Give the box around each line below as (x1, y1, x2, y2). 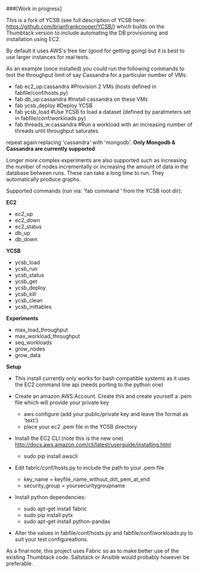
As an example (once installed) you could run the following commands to (6, 65, 185, 72)
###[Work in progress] (6, 5, 62, 12)
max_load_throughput (14, 326, 68, 333)
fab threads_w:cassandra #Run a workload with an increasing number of (14, 121, 193, 128)
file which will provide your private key (14, 399, 109, 406)
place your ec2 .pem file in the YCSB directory (23, 423, 137, 430)
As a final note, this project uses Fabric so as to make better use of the (6, 547, 179, 554)
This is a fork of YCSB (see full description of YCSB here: (6, 17, 146, 23)
